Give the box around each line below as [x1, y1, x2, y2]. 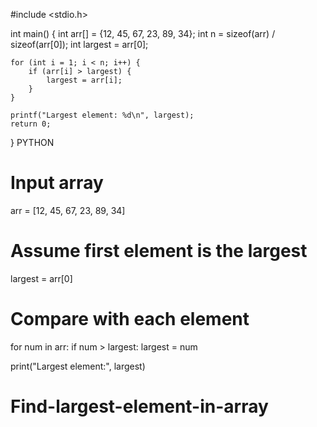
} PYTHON [10, 137, 55, 148]
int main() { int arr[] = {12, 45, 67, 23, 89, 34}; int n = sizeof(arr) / [10, 28, 276, 39]
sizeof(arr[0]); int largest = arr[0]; [10, 39, 149, 50]
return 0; [10, 119, 52, 129]
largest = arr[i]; [46, 75, 123, 85]
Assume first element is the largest [10, 240, 308, 263]
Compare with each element [10, 308, 250, 331]
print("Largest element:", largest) [10, 360, 146, 372]
